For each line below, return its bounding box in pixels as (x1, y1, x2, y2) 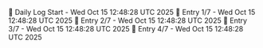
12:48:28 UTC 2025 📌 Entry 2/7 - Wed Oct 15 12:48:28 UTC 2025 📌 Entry (8, 16, 248, 25)
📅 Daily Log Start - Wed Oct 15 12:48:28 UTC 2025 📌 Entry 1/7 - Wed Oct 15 (8, 8, 256, 17)
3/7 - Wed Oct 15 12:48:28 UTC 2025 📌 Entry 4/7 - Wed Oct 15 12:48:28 (8, 24, 244, 33)
